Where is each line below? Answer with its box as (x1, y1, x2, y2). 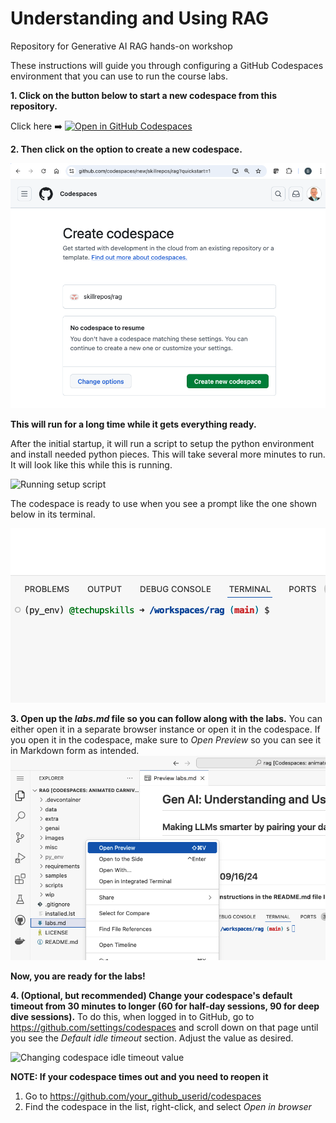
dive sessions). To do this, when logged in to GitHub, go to (10, 1010, 255, 1022)
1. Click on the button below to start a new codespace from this (10, 89, 277, 101)
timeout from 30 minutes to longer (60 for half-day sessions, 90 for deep (10, 1000, 320, 1012)
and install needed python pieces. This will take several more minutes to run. (10, 448, 326, 460)
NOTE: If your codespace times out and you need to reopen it (10, 1070, 269, 1082)
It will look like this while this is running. (10, 458, 173, 471)
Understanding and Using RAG (10, 7, 270, 30)
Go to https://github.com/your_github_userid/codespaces (24, 1090, 262, 1102)
